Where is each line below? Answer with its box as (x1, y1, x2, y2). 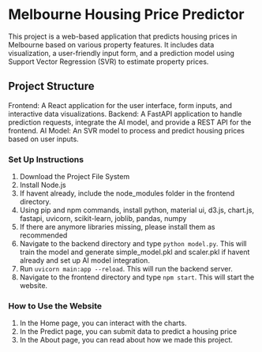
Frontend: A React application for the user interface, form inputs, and (8, 100, 233, 110)
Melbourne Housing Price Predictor (8, 6, 245, 24)
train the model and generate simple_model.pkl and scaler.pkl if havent (19, 247, 250, 257)
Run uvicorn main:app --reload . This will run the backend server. (19, 264, 233, 274)
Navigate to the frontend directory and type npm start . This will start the (19, 272, 255, 282)
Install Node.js (19, 180, 66, 190)
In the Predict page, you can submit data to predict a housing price (19, 327, 238, 336)
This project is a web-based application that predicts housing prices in (8, 32, 238, 41)
